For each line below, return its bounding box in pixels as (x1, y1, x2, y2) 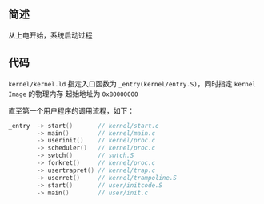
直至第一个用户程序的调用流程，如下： (8, 106, 134, 115)
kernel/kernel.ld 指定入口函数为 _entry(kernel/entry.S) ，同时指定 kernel (8, 78, 256, 88)
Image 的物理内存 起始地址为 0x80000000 (8, 89, 138, 98)
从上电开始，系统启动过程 (8, 30, 93, 40)
